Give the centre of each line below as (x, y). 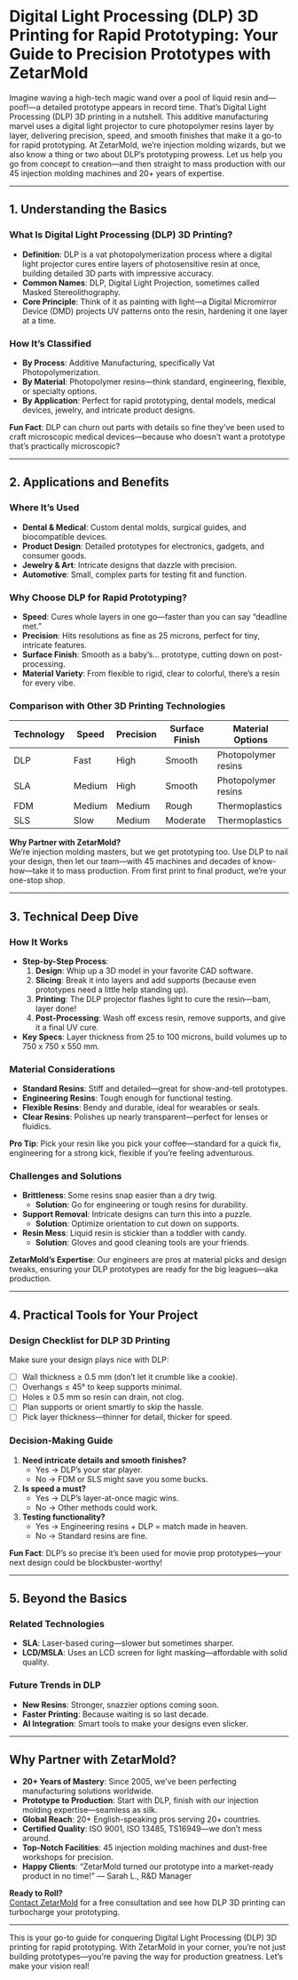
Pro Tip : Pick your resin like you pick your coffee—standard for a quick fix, (145, 1143)
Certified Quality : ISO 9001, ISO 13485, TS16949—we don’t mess (142, 1828)
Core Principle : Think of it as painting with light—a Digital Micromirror (149, 301)
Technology (39, 734)
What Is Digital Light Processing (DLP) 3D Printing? (121, 235)
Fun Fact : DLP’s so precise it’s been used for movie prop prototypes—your (145, 1552)
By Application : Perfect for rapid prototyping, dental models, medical (149, 400)
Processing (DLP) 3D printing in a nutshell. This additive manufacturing (139, 116)
